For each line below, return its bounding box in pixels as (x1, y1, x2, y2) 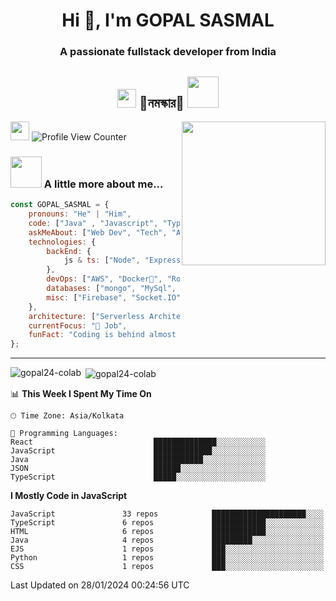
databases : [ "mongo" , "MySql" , (46, 284, 177, 294)
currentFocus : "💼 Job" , (28, 320, 128, 331)
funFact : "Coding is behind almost (28, 330, 177, 340)
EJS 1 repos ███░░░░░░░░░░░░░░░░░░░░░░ (10, 544, 325, 554)
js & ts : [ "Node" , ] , (63, 255, 195, 266)
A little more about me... (43, 177, 164, 191)
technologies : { (28, 237, 97, 247)
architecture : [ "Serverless (28, 311, 145, 321)
